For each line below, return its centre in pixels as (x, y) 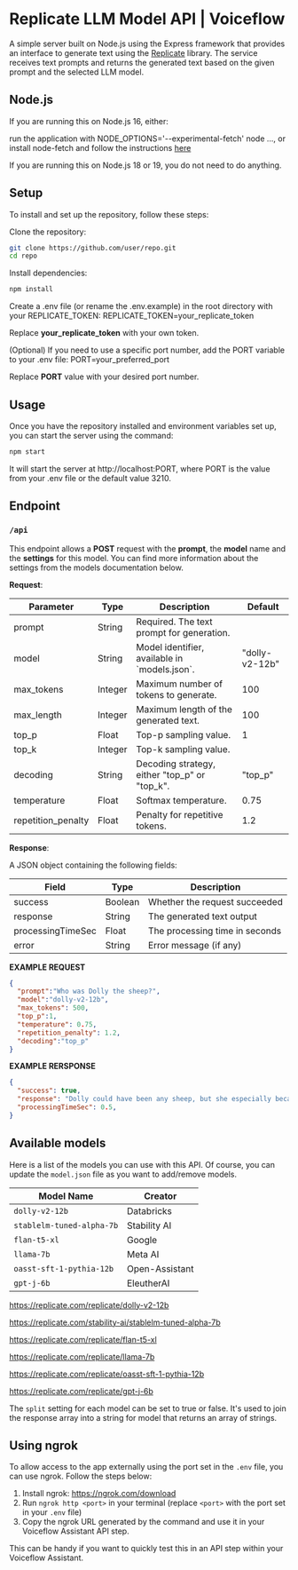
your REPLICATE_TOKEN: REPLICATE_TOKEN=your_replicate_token (132, 316)
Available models (58, 1143)
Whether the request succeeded (216, 901)
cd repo (24, 256)
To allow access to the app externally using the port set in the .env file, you (146, 1467)
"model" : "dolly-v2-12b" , (63, 1000)
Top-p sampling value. (184, 734)
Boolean (122, 901)
